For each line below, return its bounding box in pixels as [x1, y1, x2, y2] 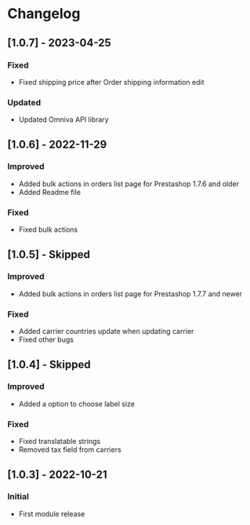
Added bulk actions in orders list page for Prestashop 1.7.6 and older [18, 178, 240, 189]
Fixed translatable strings [18, 437, 101, 446]
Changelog [7, 5, 81, 23]
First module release [18, 508, 85, 519]
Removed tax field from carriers [18, 445, 122, 454]
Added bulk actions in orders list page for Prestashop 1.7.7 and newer [18, 288, 243, 299]
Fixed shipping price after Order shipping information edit [18, 77, 205, 86]
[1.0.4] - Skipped [7, 358, 91, 371]
